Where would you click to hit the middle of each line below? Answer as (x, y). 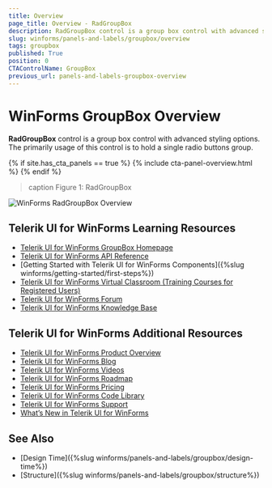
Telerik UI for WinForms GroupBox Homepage (97, 248)
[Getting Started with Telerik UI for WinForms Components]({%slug (132, 265)
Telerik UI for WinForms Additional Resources (125, 333)
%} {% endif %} (35, 172)
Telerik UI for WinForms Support (74, 405)
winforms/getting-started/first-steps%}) (87, 274)
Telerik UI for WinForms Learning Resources (122, 228)
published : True (36, 53)
